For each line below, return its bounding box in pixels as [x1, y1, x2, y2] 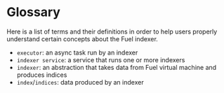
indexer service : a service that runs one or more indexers [16, 55, 185, 64]
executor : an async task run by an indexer [16, 48, 138, 57]
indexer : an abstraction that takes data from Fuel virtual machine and [16, 63, 217, 71]
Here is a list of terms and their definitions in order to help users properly [6, 27, 218, 36]
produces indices [16, 71, 67, 79]
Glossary [6, 4, 61, 20]
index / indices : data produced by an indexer [16, 78, 145, 86]
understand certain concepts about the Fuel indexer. [6, 34, 159, 43]
